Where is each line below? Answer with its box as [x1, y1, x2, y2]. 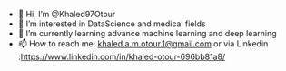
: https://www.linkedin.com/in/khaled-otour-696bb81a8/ [17, 51, 226, 62]
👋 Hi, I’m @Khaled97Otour [17, 9, 116, 19]
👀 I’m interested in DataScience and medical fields [17, 18, 206, 29]
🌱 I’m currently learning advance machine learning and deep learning [17, 28, 277, 38]
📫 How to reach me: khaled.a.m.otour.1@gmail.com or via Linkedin [17, 38, 269, 49]
